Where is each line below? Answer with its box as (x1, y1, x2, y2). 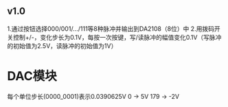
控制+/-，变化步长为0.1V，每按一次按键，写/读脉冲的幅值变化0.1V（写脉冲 (12, 33, 222, 41)
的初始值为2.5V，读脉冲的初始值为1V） (7, 41, 117, 50)
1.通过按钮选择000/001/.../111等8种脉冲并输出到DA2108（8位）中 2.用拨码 (7, 24, 215, 33)
